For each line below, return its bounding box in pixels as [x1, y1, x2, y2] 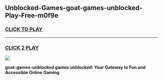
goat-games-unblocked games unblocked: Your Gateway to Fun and [5, 64, 146, 70]
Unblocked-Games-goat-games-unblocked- [5, 4, 143, 12]
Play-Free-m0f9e [5, 12, 59, 20]
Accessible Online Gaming [5, 69, 60, 75]
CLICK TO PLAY [5, 26, 43, 33]
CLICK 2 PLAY [5, 44, 39, 51]
